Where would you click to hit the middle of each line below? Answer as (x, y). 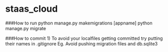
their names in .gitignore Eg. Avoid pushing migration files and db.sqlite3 (81, 43)
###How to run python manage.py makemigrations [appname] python (79, 23)
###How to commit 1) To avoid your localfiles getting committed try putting (84, 38)
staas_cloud (31, 9)
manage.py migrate (26, 28)
